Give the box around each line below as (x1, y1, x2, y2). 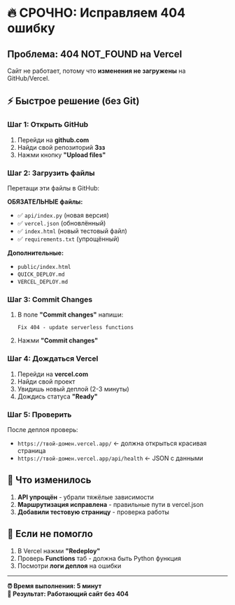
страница (17, 446, 46, 454)
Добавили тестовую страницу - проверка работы (17, 508, 170, 516)
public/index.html (17, 263, 71, 270)
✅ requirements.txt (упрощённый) (17, 235, 120, 243)
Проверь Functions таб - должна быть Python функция (17, 554, 182, 562)
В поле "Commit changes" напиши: (17, 310, 124, 319)
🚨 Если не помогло (7, 528, 93, 540)
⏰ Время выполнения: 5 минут (7, 581, 102, 590)
